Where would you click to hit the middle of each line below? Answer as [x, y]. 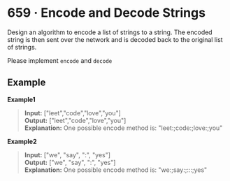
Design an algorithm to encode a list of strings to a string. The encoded [110, 32]
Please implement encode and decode [60, 60]
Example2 [22, 141]
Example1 [22, 99]
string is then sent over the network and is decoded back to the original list [115, 39]
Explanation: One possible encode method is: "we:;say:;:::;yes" [116, 170]
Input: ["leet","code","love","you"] [72, 113]
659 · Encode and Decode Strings [107, 13]
